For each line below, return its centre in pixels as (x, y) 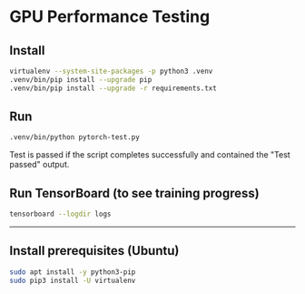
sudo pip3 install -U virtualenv (73, 280)
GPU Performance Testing (110, 17)
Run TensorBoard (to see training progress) (135, 193)
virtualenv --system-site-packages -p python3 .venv (111, 71)
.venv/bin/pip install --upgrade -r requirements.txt (113, 88)
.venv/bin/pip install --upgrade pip (81, 79)
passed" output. (39, 165)
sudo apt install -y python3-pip (73, 272)
